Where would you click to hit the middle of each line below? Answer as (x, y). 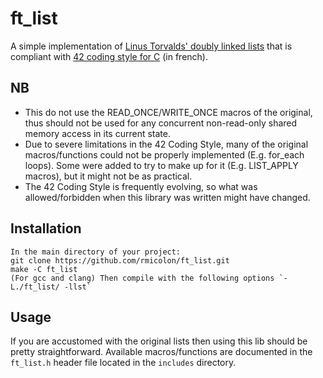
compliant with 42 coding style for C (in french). (109, 56)
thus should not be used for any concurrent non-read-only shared (161, 123)
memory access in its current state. (97, 133)
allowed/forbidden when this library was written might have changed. (167, 197)
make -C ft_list (44, 269)
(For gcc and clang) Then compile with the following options (142, 278)
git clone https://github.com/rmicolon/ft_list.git (120, 260)
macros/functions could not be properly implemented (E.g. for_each (164, 154)
